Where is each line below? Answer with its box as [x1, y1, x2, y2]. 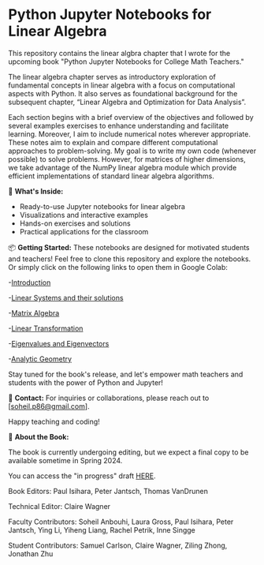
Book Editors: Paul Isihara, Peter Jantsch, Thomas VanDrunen [8, 486, 209, 496]
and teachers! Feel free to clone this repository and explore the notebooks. [8, 254, 251, 264]
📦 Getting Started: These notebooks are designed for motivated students [8, 242, 250, 252]
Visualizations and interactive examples [19, 210, 148, 219]
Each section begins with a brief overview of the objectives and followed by [8, 112, 254, 122]
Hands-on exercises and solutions [19, 219, 132, 228]
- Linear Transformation [8, 324, 84, 333]
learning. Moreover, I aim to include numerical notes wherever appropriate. [8, 129, 251, 139]
